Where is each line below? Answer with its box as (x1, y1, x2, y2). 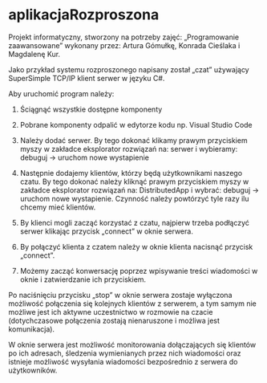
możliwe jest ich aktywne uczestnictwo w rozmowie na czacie (8, 307, 213, 316)
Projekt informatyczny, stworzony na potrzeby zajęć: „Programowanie (8, 32, 239, 42)
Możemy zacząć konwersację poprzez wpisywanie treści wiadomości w (19, 266, 258, 275)
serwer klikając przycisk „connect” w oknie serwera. (19, 226, 194, 236)
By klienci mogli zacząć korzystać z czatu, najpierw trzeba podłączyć (19, 218, 250, 227)
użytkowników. (8, 365, 58, 375)
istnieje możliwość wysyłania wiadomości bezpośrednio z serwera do (8, 357, 238, 366)
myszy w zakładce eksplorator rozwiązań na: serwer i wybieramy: (19, 144, 238, 153)
